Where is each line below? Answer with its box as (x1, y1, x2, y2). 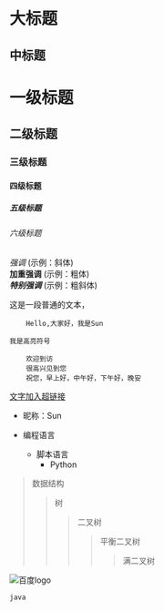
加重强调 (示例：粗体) (9, 269, 90, 280)
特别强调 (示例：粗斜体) (9, 280, 98, 291)
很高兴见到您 (26, 364, 67, 373)
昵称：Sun (22, 411, 62, 422)
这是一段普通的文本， (9, 300, 89, 311)
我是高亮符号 (9, 337, 51, 346)
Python (49, 459, 77, 470)
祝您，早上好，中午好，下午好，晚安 (26, 374, 141, 383)
